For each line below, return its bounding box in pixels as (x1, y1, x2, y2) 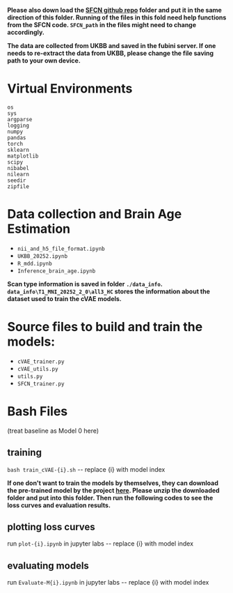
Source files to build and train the (7, 319, 203, 335)
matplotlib (7, 153, 39, 160)
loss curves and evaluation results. (7, 501, 111, 509)
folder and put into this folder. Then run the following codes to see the (7, 493, 214, 502)
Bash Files (7, 403, 68, 419)
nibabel (7, 164, 30, 171)
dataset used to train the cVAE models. (7, 294, 122, 302)
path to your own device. (7, 56, 81, 65)
